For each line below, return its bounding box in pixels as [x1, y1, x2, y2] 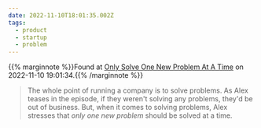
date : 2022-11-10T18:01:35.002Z [8, 11, 114, 20]
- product [15, 26, 47, 34]
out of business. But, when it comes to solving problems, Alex [27, 103, 228, 112]
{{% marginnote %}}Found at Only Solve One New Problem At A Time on [8, 62, 244, 71]
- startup [15, 33, 47, 42]
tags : [8, 19, 26, 27]
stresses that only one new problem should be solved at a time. [27, 111, 233, 120]
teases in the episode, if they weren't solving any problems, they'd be [27, 94, 253, 104]
